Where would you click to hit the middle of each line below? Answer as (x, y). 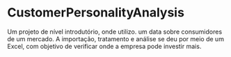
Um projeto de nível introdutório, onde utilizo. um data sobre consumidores (115, 32)
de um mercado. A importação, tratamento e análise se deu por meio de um (116, 38)
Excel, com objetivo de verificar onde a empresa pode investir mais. (104, 46)
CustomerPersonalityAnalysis (96, 13)
